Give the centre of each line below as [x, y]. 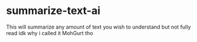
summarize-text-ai [53, 11]
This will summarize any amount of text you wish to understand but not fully [98, 27]
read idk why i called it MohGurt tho [50, 33]
